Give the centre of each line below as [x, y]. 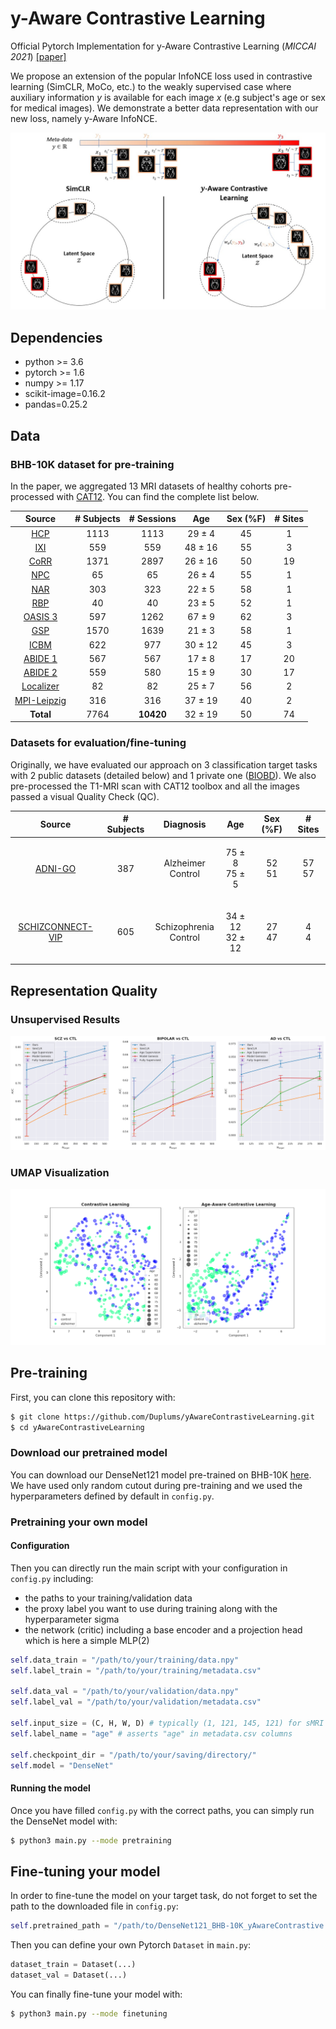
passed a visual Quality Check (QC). [85, 796]
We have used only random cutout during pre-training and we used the [156, 1485]
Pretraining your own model [79, 1522]
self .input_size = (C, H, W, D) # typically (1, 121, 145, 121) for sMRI [167, 1723]
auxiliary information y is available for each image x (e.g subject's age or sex [168, 97]
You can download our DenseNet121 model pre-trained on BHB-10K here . [161, 1474]
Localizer [40, 686]
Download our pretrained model [89, 1453]
